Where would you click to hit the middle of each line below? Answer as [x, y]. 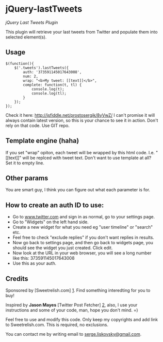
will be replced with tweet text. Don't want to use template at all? [87, 158]
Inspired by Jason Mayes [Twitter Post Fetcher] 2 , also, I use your [72, 305]
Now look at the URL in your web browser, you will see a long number [82, 253]
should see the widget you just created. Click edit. [63, 248]
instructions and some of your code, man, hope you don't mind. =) [72, 310]
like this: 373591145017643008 [43, 258]
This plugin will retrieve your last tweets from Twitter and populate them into [82, 32]
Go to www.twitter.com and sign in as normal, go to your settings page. [84, 217]
